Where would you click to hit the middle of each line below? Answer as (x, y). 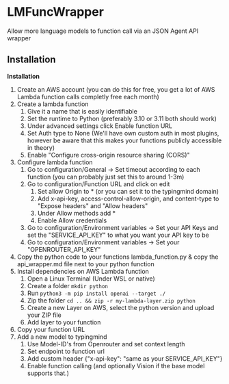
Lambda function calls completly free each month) (88, 97)
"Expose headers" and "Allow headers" (93, 205)
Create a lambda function (53, 104)
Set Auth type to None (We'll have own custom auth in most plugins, (123, 133)
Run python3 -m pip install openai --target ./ (96, 293)
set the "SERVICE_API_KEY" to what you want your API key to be (118, 235)
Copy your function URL (51, 329)
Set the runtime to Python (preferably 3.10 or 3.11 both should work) (122, 118)
